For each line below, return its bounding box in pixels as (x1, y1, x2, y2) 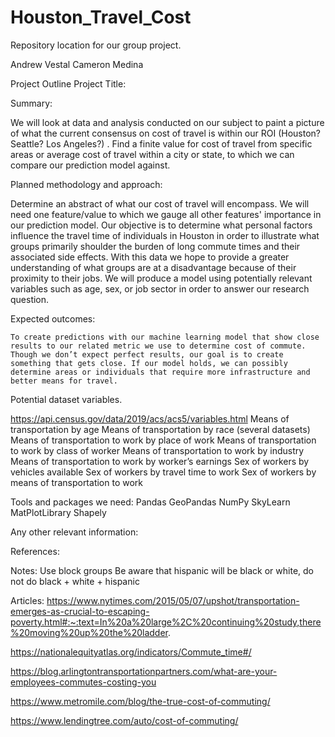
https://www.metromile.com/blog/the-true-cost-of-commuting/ (10, 695, 271, 707)
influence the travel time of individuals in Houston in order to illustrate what (10, 229, 320, 241)
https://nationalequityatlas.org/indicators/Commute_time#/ (10, 646, 252, 658)
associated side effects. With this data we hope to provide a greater (10, 251, 290, 263)
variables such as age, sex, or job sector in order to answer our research (10, 282, 310, 295)
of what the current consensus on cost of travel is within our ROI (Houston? (10, 127, 321, 139)
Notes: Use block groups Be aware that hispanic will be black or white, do (10, 564, 314, 576)
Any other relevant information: (10, 526, 139, 538)
